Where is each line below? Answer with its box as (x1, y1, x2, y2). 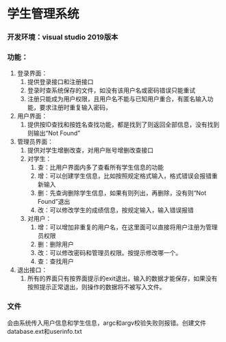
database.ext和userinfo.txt (7, 327, 82, 335)
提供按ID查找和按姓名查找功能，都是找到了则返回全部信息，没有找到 (27, 120, 220, 129)
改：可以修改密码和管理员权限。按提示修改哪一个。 (37, 249, 182, 257)
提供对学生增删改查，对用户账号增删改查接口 (27, 146, 154, 155)
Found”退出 (37, 198, 71, 206)
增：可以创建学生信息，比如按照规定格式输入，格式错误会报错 (37, 172, 212, 180)
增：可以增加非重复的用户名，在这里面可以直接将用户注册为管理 (37, 223, 218, 231)
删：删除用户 (37, 240, 74, 248)
